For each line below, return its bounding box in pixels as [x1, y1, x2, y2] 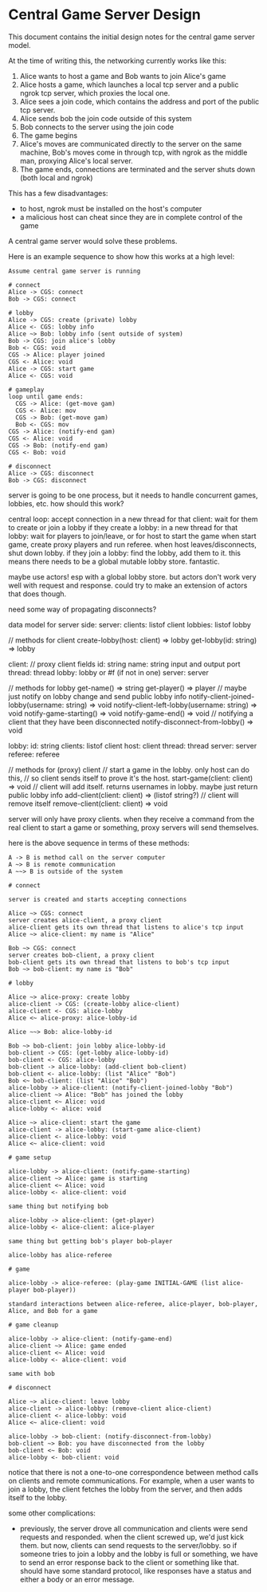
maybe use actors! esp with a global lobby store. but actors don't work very [8, 572, 257, 581]
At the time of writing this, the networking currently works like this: [8, 56, 227, 65]
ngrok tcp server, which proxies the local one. [19, 88, 171, 97]
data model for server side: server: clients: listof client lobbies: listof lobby [8, 619, 251, 629]
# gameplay [8, 385, 45, 394]
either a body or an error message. [19, 1574, 135, 1584]
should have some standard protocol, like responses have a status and [19, 1566, 252, 1575]
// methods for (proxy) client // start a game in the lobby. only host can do [8, 765, 249, 774]
